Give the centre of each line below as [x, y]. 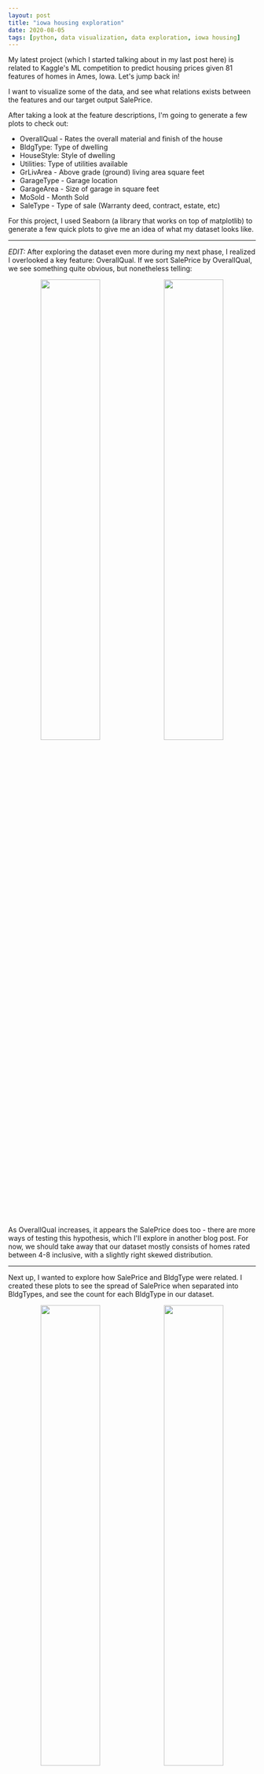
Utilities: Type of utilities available [73, 164]
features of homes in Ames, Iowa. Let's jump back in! [94, 76]
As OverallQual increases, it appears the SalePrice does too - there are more [132, 1230]
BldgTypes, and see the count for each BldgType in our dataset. [111, 1294]
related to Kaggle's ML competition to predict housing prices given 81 [121, 68]
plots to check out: [38, 123]
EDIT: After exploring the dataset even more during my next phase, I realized [132, 252]
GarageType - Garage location [68, 181]
